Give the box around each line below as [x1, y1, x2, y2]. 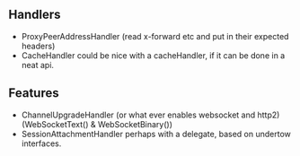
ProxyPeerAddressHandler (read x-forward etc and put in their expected [21, 30, 289, 41]
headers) [21, 40, 56, 51]
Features [8, 85, 59, 101]
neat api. [21, 59, 55, 70]
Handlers [8, 7, 61, 22]
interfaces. [21, 138, 62, 149]
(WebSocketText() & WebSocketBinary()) [21, 118, 172, 129]
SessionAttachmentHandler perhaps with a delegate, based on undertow [21, 128, 291, 139]
